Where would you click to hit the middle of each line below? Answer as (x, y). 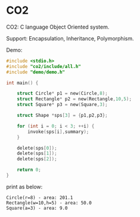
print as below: (24, 187)
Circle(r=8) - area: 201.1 (40, 197)
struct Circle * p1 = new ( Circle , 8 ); (63, 94)
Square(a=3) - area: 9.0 (37, 208)
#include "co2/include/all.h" (44, 66)
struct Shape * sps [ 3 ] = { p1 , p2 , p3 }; (63, 116)
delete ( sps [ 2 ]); (37, 159)
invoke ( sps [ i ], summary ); (58, 132)
